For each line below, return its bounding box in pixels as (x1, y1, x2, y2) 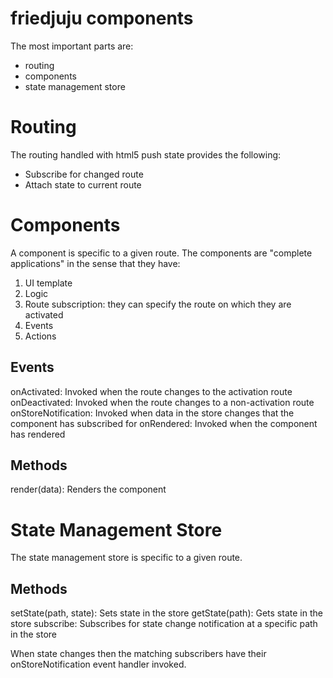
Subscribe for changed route (24, 168, 144, 180)
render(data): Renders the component (10, 483, 167, 496)
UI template (24, 277, 73, 289)
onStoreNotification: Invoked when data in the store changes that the (10, 407, 295, 419)
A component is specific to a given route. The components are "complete (10, 247, 313, 259)
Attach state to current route (24, 178, 142, 191)
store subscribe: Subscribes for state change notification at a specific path (10, 618, 318, 630)
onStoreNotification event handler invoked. (10, 658, 187, 671)
